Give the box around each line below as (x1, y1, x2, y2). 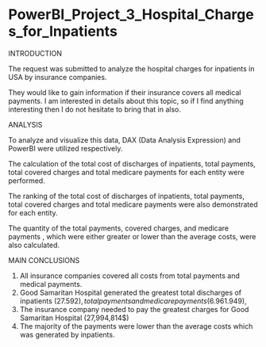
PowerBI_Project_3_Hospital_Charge (8, 6, 254, 24)
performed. (8, 176, 45, 185)
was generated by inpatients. (19, 330, 115, 339)
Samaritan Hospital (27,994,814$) (19, 313, 129, 322)
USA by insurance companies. (8, 72, 107, 82)
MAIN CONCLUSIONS (8, 255, 80, 265)
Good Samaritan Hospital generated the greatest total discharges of (19, 288, 242, 297)
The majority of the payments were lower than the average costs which (19, 321, 253, 330)
